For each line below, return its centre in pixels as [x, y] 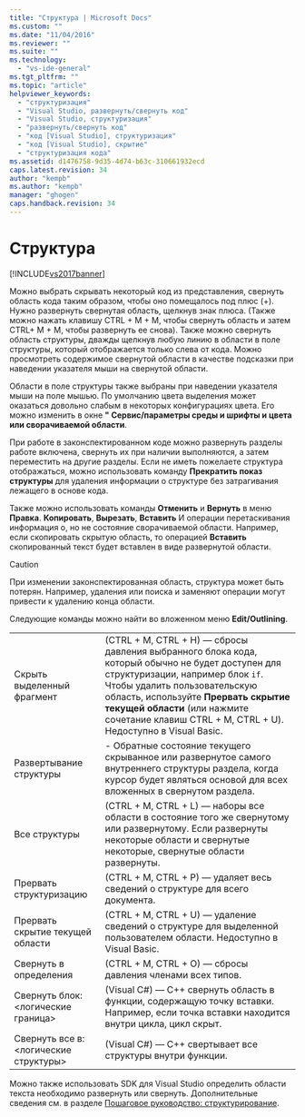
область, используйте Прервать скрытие [197, 697]
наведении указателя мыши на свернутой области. [109, 368]
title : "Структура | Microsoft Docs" [81, 18]
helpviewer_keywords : [50, 94]
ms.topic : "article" [49, 85]
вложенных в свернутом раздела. [180, 791]
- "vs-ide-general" [54, 69]
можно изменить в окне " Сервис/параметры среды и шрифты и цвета [151, 415]
